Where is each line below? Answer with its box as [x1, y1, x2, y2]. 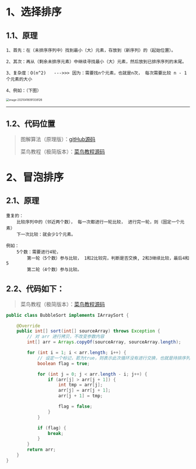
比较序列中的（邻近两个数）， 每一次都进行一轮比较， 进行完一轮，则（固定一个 [16, 219, 180, 225]
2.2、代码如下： [6, 284, 65, 294]
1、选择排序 [6, 5, 62, 19]
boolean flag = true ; [37, 361, 90, 367]
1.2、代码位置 [6, 119, 55, 129]
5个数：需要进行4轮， [16, 249, 61, 255]
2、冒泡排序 [6, 171, 64, 184]
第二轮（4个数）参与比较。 [27, 266, 82, 272]
